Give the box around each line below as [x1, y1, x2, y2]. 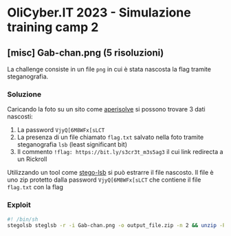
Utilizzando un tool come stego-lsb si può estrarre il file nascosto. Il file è [7, 169, 214, 177]
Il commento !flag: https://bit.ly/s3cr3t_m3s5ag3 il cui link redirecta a [16, 148, 223, 156]
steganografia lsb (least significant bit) [16, 140, 128, 149]
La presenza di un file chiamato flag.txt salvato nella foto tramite [16, 133, 204, 142]
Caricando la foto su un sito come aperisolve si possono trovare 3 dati [7, 105, 206, 114]
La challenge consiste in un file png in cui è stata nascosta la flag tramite [7, 65, 212, 73]
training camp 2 [7, 19, 99, 35]
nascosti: [7, 112, 33, 121]
